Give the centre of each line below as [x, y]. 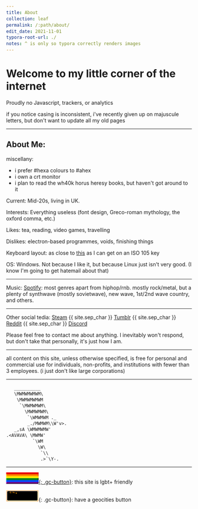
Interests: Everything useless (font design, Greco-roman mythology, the [93, 212]
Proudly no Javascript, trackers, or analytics [60, 102]
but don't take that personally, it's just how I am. [64, 341]
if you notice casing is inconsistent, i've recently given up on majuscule [93, 114]
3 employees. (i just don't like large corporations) [66, 371]
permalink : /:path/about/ [38, 25]
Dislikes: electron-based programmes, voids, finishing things [80, 241]
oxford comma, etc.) [31, 218]
